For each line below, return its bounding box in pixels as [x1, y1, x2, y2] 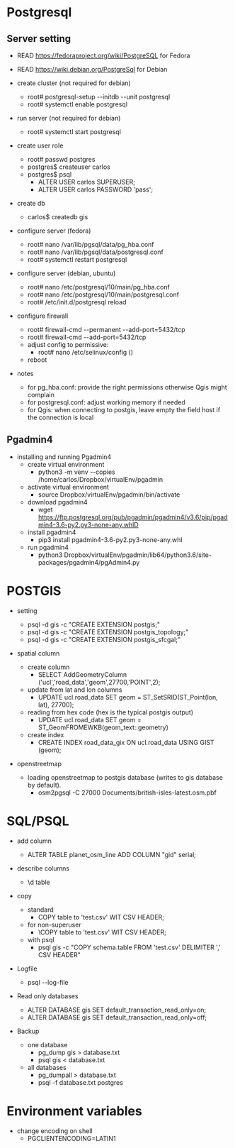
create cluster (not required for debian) [16, 79, 132, 87]
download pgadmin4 [27, 497, 88, 506]
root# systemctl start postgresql [27, 128, 122, 136]
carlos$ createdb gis [27, 213, 88, 221]
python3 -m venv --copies [38, 468, 115, 476]
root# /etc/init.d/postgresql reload [27, 298, 127, 306]
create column [27, 663, 70, 671]
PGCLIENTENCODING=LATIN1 [27, 1134, 116, 1142]
